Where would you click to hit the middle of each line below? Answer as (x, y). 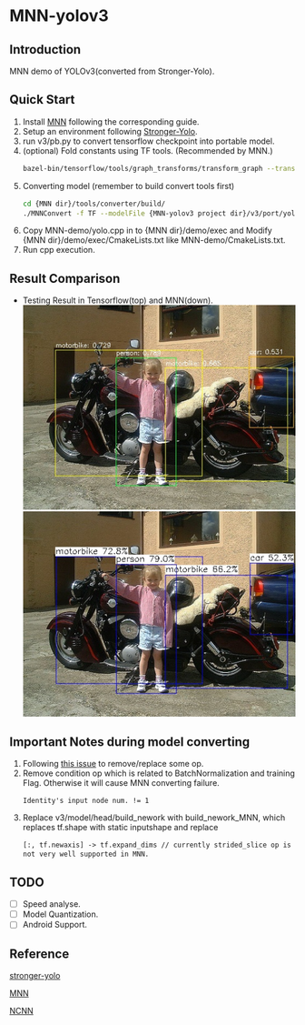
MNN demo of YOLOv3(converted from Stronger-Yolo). (112, 71)
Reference (39, 954)
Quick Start (42, 100)
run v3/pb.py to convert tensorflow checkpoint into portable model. (148, 141)
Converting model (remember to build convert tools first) (128, 186)
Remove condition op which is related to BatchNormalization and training (158, 773)
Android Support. (55, 925)
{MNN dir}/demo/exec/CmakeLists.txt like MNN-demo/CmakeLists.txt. (154, 240)
